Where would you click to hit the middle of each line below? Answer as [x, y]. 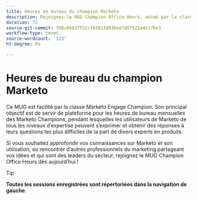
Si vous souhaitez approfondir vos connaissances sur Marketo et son [89, 143]
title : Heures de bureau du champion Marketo [62, 11]
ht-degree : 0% [23, 44]
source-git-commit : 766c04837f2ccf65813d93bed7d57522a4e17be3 [84, 28]
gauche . [16, 190]
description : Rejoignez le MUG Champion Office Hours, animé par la [91, 17]
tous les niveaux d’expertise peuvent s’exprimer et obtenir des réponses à [95, 125]
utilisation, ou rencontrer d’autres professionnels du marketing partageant [95, 149]
